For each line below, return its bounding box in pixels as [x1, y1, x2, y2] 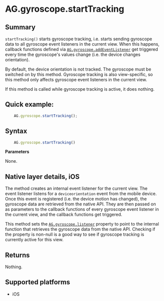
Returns [5, 251, 30, 259]
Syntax [5, 127, 27, 135]
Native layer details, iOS [5, 173, 80, 181]
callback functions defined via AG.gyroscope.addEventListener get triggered [5, 47, 158, 52]
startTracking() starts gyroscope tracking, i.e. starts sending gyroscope [5, 36, 153, 42]
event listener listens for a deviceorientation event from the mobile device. [5, 191, 157, 197]
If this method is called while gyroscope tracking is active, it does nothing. [5, 86, 155, 92]
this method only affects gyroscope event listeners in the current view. [5, 77, 147, 82]
